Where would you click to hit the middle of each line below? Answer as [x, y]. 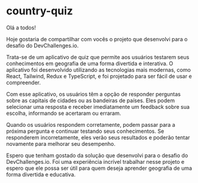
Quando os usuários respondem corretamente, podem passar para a [91, 124]
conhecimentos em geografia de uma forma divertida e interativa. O [90, 63]
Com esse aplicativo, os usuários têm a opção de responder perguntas [94, 94]
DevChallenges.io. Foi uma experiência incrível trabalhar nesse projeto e [95, 161]
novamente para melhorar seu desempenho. [61, 144]
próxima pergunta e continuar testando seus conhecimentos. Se [85, 131]
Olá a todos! [21, 28]
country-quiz [40, 11]
